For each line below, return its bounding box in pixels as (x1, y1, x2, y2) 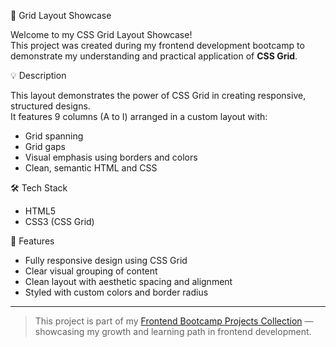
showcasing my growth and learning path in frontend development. (34, 326, 312, 337)
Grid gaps (24, 141, 66, 152)
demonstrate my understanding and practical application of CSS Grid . (10, 50, 298, 62)
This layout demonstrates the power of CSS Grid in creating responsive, (10, 90, 307, 101)
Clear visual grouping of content (24, 265, 158, 277)
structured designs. (10, 100, 91, 112)
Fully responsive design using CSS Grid (24, 255, 188, 266)
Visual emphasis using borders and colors (24, 151, 198, 163)
